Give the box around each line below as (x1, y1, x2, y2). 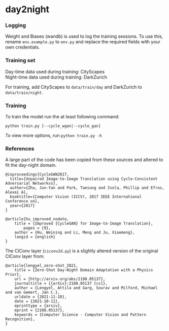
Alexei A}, (5, 190, 28, 195)
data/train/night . (5, 89, 43, 95)
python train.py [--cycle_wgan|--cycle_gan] (5, 123, 101, 129)
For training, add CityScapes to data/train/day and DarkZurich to (5, 84, 142, 90)
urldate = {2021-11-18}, (14, 294, 67, 299)
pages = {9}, (23, 225, 51, 231)
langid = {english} (14, 235, 56, 240)
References (5, 145, 35, 152)
